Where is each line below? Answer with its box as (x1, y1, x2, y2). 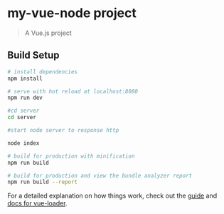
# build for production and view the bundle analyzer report (7, 172, 193, 179)
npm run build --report (7, 178, 78, 186)
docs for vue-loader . (7, 199, 68, 208)
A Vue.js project (24, 29, 73, 37)
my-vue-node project (7, 5, 137, 21)
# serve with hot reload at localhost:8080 (7, 88, 139, 95)
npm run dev (7, 94, 43, 101)
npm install (7, 75, 43, 82)
